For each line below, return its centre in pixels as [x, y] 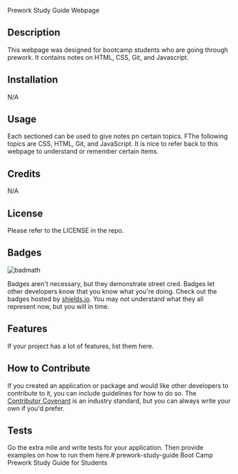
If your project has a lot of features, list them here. [81, 346]
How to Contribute [49, 368]
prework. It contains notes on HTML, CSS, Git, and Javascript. [98, 57]
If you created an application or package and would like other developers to [118, 385]
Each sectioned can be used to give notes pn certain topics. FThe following [118, 136]
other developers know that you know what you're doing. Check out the [112, 291]
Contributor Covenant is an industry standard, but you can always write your [119, 401]
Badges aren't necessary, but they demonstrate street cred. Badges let [111, 283]
